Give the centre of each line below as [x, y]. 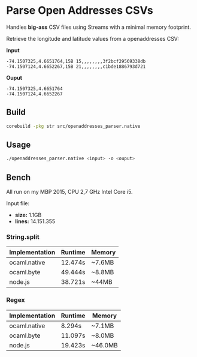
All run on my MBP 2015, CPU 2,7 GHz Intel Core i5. [69, 192]
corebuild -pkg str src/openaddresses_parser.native [73, 126]
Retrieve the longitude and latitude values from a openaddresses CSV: [93, 38]
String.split [23, 237]
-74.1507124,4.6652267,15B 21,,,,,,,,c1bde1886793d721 [76, 67]
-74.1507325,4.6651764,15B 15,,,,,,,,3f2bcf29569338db [76, 61]
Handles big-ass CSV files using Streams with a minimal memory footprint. [99, 27]
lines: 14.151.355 [35, 221]
